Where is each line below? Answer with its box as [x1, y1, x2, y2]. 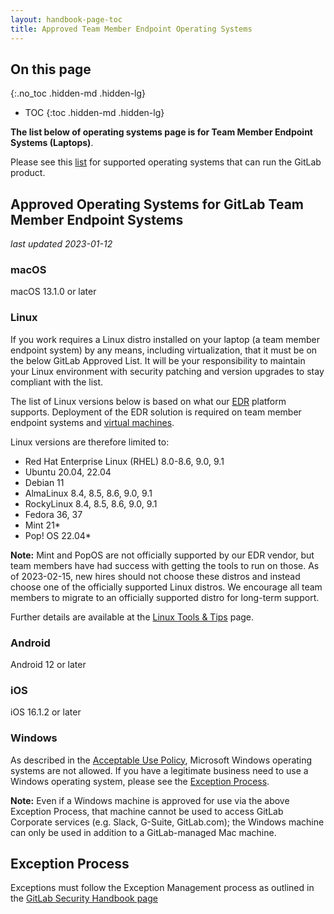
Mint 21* [24, 519, 61, 531]
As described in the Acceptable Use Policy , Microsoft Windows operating [10, 754, 313, 766]
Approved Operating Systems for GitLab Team [10, 196, 304, 213]
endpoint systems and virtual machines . [10, 416, 175, 428]
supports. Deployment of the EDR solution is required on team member [10, 406, 302, 418]
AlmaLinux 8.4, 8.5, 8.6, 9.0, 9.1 [24, 487, 153, 499]
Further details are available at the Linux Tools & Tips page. [10, 611, 255, 623]
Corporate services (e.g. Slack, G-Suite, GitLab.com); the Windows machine [10, 816, 325, 828]
